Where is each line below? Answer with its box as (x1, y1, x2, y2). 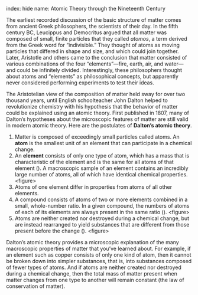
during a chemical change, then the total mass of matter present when (6, 270, 177, 277)
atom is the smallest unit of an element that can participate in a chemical (14, 140, 192, 146)
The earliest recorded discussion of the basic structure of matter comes (6, 17, 181, 23)
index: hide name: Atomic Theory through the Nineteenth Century (6, 5, 165, 12)
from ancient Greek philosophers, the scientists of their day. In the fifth (6, 23, 178, 29)
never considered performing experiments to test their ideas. (6, 79, 155, 86)
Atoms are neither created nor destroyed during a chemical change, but (14, 215, 190, 222)
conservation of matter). (6, 283, 66, 290)
